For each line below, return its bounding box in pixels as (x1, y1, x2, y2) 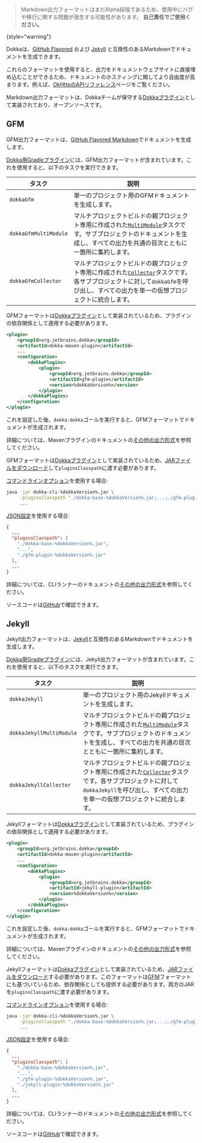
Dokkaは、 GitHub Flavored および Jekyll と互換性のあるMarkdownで (6, 45, 176, 52)
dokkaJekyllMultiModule (9, 730, 78, 736)
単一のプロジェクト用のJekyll (83, 691, 167, 699)
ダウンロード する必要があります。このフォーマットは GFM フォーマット (16, 973, 191, 980)
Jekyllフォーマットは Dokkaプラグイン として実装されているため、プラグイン (6, 820, 194, 828)
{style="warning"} (6, 33, 52, 40)
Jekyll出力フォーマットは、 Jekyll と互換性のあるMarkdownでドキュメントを (6, 636, 194, 643)
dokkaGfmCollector (9, 277, 62, 284)
